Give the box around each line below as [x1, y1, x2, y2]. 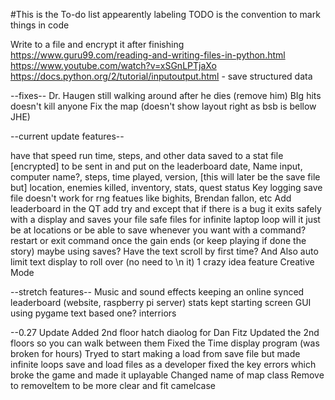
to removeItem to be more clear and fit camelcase [10, 380, 216, 391]
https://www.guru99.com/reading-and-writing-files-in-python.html [10, 49, 286, 61]
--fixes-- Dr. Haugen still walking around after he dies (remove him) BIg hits [10, 90, 322, 101]
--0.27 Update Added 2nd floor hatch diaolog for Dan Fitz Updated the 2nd [10, 327, 320, 338]
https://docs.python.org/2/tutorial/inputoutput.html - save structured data [10, 70, 313, 82]
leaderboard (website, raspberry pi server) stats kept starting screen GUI [10, 297, 312, 308]
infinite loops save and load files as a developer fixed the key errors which [10, 359, 317, 370]
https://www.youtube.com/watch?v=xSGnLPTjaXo [10, 60, 217, 71]
